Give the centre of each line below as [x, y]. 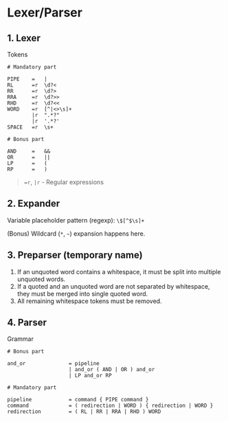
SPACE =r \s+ [30, 127]
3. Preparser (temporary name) [75, 255]
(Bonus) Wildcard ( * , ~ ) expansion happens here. [76, 233]
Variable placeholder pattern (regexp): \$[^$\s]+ [76, 220]
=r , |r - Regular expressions [64, 182]
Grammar [21, 339]
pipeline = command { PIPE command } [78, 400]
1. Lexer [24, 38]
